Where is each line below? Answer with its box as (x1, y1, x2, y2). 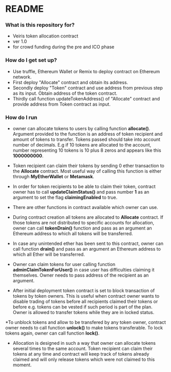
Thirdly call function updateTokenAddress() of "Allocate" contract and (12, 95, 160, 101)
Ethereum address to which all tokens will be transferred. (12, 231, 133, 237)
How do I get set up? (5, 57, 57, 64)
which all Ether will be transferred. (12, 252, 85, 258)
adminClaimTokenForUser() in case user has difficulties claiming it (12, 267, 155, 273)
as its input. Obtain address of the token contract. (12, 90, 118, 96)
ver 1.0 (12, 38, 27, 45)
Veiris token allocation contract (12, 33, 78, 39)
